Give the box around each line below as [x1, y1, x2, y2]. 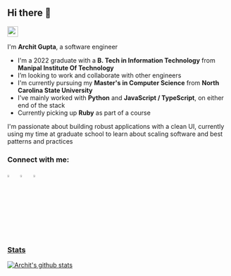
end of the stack [17, 101, 65, 109]
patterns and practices [7, 137, 73, 145]
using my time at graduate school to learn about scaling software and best [7, 130, 223, 138]
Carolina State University [17, 86, 93, 94]
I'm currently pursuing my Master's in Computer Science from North [17, 78, 220, 87]
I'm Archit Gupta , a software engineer [7, 42, 118, 51]
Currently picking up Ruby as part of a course [17, 108, 151, 117]
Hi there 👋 [7, 7, 51, 19]
